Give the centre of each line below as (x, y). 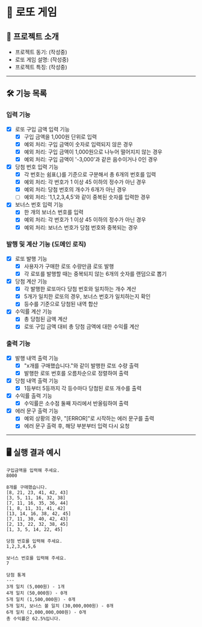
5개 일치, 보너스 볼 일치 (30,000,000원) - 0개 (60, 606)
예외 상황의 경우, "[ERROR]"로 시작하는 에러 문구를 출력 (89, 419)
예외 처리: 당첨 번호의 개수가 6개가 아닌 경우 (75, 190)
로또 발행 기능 (31, 258)
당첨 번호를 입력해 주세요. (34, 541)
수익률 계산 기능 (33, 311)
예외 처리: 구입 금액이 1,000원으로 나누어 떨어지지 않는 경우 (93, 152)
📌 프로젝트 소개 (32, 36)
